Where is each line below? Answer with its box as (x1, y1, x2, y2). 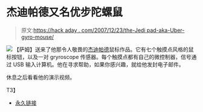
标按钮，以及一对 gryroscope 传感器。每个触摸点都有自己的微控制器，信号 (6, 53, 192, 60)
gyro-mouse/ (21, 33, 54, 40)
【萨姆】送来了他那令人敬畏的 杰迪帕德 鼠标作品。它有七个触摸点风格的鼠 (13, 46, 194, 53)
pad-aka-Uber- (146, 26, 185, 34)
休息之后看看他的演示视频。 (6, 73, 76, 81)
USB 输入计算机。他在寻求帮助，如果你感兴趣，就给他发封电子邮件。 (13, 61, 184, 68)
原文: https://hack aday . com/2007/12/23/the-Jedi (21, 26, 146, 34)
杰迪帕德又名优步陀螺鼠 (6, 5, 123, 19)
